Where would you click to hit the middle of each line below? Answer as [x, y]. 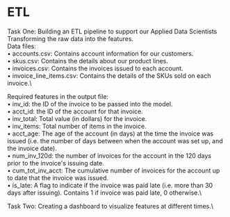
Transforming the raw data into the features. [71, 38]
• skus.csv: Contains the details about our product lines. [88, 61]
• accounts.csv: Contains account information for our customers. [100, 54]
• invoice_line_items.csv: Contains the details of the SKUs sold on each [109, 75]
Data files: [22, 46]
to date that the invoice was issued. [58, 177]
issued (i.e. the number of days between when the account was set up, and [115, 140]
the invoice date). [32, 148]
